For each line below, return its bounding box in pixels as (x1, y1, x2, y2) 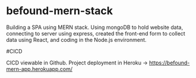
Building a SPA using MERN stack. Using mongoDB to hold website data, (6, 24, 183, 31)
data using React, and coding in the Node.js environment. (6, 36, 147, 43)
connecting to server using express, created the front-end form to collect (6, 30, 185, 37)
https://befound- (149, 59, 190, 66)
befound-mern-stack (6, 4, 113, 18)
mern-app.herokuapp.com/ (6, 65, 73, 72)
